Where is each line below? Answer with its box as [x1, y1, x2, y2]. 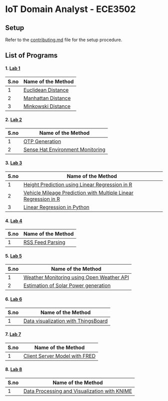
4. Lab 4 [5, 218, 22, 224]
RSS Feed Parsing [23, 239, 66, 246]
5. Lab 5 [5, 253, 22, 259]
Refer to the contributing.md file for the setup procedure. [5, 37, 122, 43]
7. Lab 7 [5, 331, 21, 337]
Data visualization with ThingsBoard [23, 317, 108, 324]
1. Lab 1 [5, 65, 20, 71]
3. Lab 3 [5, 160, 22, 166]
